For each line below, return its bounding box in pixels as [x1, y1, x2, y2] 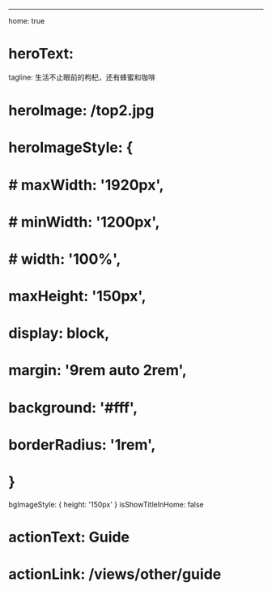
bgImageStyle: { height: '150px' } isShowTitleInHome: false [8, 499, 204, 509]
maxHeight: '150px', [8, 287, 147, 305]
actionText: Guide [8, 528, 130, 546]
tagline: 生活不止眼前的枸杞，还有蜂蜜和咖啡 [8, 72, 156, 82]
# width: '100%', [8, 249, 121, 268]
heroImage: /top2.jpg [8, 101, 155, 120]
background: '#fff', [8, 399, 138, 416]
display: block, [8, 324, 110, 343]
